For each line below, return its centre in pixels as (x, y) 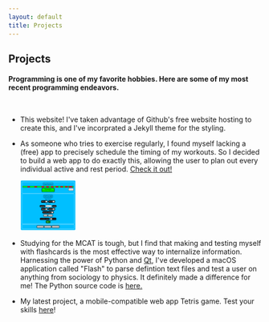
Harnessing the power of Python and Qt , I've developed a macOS (128, 260)
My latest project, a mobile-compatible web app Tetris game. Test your (137, 301)
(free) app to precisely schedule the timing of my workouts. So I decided (140, 152)
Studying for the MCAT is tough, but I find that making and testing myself (141, 244)
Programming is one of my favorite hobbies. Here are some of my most (128, 79)
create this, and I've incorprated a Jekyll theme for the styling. (123, 128)
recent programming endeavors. (64, 87)
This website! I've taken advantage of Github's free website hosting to (136, 119)
